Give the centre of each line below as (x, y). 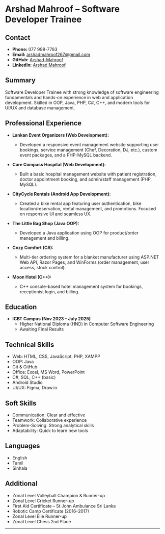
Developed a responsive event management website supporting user (89, 144)
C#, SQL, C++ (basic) (34, 377)
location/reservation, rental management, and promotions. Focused (88, 208)
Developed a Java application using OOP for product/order (79, 233)
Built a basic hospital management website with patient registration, (88, 174)
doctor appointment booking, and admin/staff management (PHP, (86, 179)
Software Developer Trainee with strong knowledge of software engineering (82, 92)
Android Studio (27, 382)
